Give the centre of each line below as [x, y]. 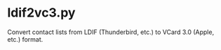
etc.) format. [25, 39]
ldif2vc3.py [41, 13]
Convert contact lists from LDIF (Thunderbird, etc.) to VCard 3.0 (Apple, [111, 32]
